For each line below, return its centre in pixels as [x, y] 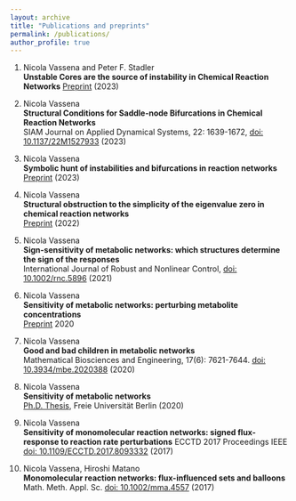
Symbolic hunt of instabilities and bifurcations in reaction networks [150, 168]
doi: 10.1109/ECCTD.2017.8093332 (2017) [98, 451]
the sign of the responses [71, 260]
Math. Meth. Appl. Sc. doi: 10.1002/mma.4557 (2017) [119, 488]
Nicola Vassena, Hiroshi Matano [81, 469]
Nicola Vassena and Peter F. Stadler [88, 68]
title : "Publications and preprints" [80, 26]
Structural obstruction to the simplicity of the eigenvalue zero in [144, 205]
